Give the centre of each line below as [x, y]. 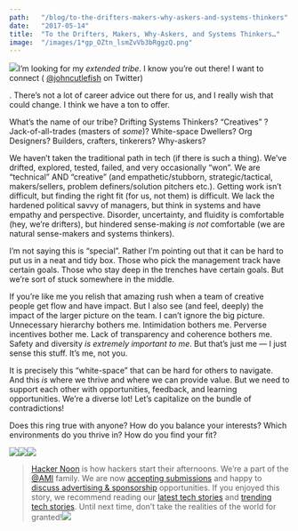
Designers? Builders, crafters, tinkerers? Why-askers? [108, 141]
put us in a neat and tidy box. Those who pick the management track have [145, 261]
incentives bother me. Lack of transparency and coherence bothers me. [141, 334]
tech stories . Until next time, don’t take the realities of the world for [153, 507]
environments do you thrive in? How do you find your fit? [113, 435]
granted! [46, 518]
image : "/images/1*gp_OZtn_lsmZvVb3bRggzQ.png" [101, 42]
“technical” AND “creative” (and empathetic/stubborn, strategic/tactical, [141, 177]
